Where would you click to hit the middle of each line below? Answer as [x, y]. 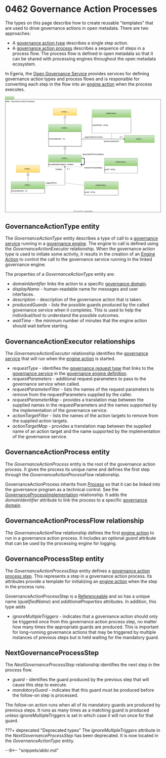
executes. [15, 89]
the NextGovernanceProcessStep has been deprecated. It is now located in [82, 736]
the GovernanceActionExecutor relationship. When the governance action [80, 249]
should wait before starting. [40, 326]
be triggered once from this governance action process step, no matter [84, 621]
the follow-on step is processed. [45, 695]
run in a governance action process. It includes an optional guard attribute [81, 538]
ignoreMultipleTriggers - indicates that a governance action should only [85, 616]
